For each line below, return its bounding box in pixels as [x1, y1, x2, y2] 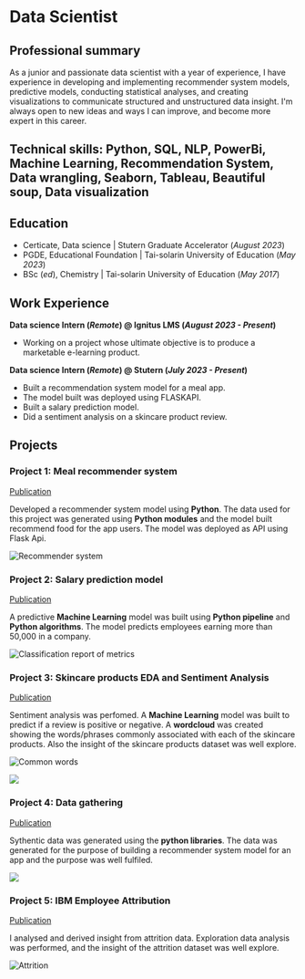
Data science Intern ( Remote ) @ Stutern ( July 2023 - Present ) [9, 365, 249, 376]
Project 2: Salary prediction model [9, 573, 164, 586]
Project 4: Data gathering [9, 797, 124, 809]
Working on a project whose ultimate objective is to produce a [22, 338, 256, 349]
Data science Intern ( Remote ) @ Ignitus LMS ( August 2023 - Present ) [9, 319, 277, 330]
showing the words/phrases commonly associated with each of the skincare [9, 729, 296, 740]
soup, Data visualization [9, 184, 149, 200]
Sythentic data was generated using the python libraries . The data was [9, 835, 278, 846]
